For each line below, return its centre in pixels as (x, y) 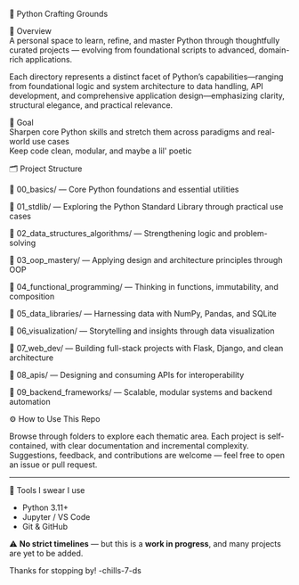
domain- (274, 50)
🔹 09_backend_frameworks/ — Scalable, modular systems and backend (141, 392)
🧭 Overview (30, 31)
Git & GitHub (45, 527)
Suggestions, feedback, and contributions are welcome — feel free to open (147, 455)
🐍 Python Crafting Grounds (59, 14)
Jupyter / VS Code (56, 517)
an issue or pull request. (53, 465)
